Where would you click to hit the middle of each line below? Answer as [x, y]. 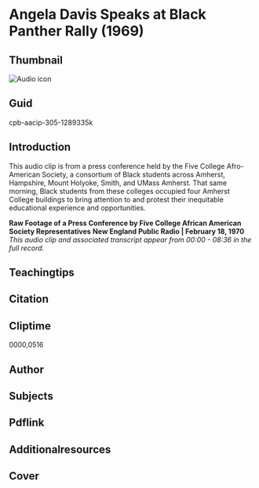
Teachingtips [42, 273]
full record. [27, 248]
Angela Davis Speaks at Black [108, 15]
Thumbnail [36, 60]
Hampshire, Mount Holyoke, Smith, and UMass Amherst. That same [118, 183]
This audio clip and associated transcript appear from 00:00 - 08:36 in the [130, 239]
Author [26, 369]
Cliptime [30, 326]
